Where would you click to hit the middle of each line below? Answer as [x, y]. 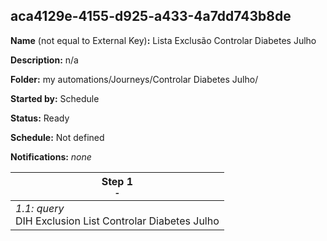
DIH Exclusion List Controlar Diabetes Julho [117, 221]
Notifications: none [51, 156]
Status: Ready [40, 118]
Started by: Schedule [55, 98]
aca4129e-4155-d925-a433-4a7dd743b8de [151, 16]
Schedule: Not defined [57, 137]
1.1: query [40, 208]
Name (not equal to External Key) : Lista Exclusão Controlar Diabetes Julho [163, 40]
